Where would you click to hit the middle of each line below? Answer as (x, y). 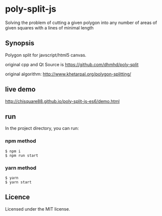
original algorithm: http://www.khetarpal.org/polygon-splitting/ (68, 74)
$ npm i (13, 151)
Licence (18, 197)
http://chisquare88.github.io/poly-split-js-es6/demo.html (62, 101)
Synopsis (20, 43)
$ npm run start (22, 155)
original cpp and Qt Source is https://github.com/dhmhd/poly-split (72, 64)
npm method (21, 141)
